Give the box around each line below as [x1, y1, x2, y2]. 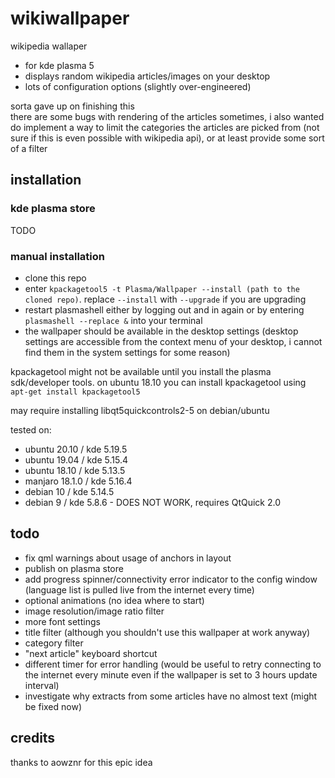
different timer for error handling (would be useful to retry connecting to [24, 658, 322, 670]
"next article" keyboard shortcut [24, 647, 158, 659]
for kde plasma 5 [24, 59, 95, 71]
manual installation [10, 249, 105, 263]
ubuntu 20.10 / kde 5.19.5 [24, 443, 128, 455]
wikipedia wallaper [10, 40, 88, 52]
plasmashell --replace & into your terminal [24, 314, 203, 326]
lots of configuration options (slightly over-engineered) [24, 80, 252, 92]
